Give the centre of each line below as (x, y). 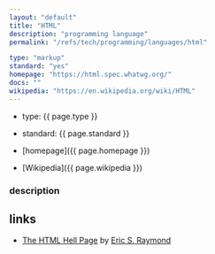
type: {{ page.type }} (60, 116)
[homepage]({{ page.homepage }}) (86, 150)
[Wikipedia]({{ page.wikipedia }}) (82, 167)
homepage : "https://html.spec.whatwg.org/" (91, 75)
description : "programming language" (79, 34)
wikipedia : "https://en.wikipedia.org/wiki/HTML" (103, 91)
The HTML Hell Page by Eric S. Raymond (96, 241)
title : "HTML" (35, 26)
